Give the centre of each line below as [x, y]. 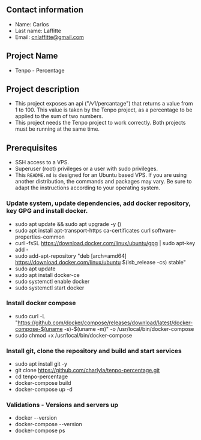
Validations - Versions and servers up [62, 405]
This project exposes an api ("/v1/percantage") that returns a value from [104, 104]
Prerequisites [32, 148]
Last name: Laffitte [38, 31]
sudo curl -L [30, 316]
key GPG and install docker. [47, 211]
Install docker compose [41, 303]
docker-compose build [43, 383]
